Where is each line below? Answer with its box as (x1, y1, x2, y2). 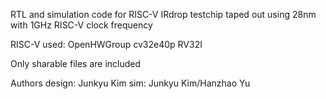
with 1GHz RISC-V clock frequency (10, 19, 153, 31)
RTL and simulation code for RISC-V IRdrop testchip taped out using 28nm (10, 9, 317, 20)
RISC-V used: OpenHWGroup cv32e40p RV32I (10, 39, 203, 50)
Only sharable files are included (10, 58, 142, 69)
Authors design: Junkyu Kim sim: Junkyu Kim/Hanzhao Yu (10, 77, 251, 89)
